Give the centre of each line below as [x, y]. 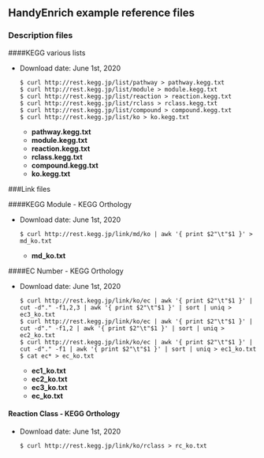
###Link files [30, 189]
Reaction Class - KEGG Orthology [64, 414]
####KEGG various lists [47, 53]
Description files [41, 36]
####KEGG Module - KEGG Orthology [70, 204]
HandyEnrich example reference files [102, 13]
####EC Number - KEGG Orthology [66, 271]
